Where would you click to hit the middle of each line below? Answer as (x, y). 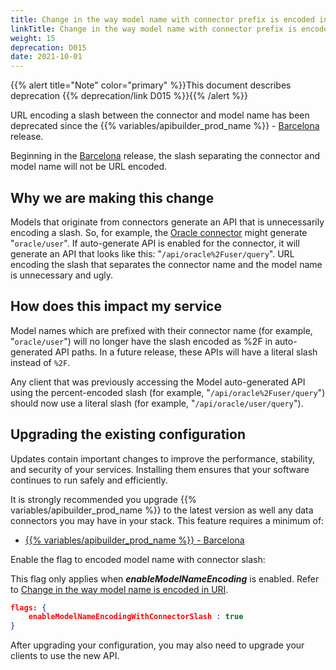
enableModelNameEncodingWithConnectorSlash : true (136, 617)
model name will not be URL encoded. (89, 167)
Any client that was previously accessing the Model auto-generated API (158, 382)
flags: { (28, 607)
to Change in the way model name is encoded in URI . (119, 589)
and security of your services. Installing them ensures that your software (160, 469)
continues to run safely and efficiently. (89, 480)
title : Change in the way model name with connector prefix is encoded (162, 19)
